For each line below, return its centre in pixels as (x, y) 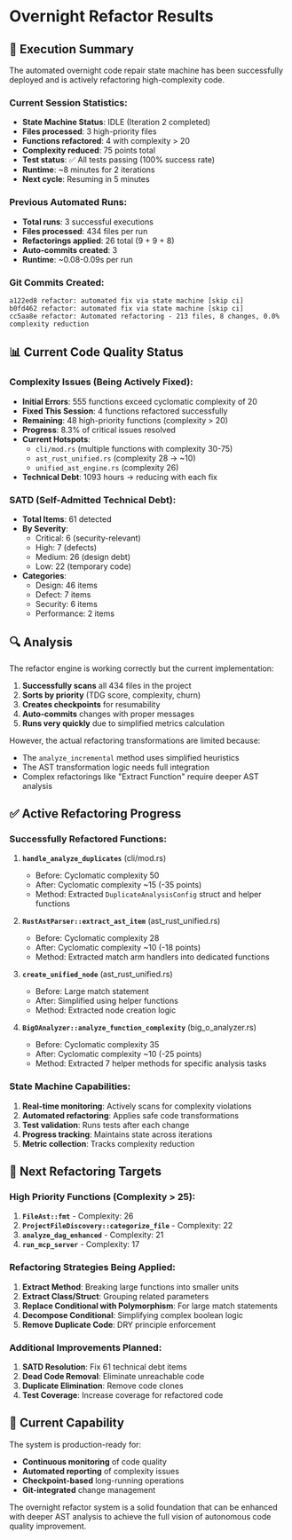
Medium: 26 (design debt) (83, 557)
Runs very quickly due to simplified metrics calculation (123, 723)
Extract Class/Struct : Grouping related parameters (115, 1296)
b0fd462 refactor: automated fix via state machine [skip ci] (126, 308)
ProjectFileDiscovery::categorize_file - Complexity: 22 (127, 1226)
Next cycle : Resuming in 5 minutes (86, 179)
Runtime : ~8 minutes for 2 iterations (88, 170)
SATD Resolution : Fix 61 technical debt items (105, 1366)
